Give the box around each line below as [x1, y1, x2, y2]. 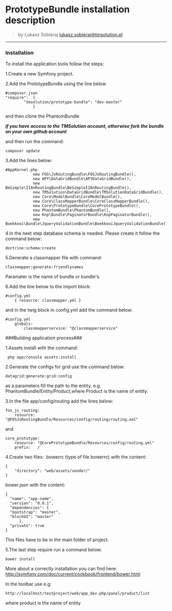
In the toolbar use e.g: [5, 581, 52, 587]
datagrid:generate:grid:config [5, 374, 72, 379]
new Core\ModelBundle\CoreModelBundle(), [32, 194, 123, 200]
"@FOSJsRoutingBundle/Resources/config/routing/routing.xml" [5, 417, 139, 422]
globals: [14, 321, 33, 327]
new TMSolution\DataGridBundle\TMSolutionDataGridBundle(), [32, 190, 164, 195]
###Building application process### [5, 335, 82, 341]
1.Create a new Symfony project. [5, 71, 74, 77]
